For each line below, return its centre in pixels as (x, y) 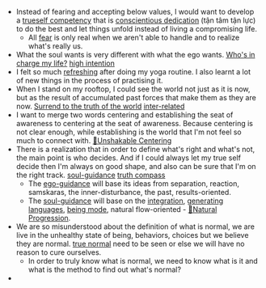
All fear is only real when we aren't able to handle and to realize (134, 37)
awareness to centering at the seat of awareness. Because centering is (134, 123)
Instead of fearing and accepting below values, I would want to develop (135, 12)
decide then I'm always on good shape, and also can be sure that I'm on (136, 166)
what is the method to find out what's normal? (105, 269)
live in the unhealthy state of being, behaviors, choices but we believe (132, 235)
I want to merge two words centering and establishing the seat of (125, 115)
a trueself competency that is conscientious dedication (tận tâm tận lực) (136, 20)
